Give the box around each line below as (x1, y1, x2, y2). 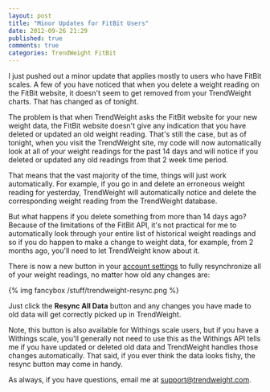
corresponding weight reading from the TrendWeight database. (8, 196, 218, 206)
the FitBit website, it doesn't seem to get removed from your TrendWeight (8, 88, 252, 97)
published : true (8, 34, 63, 43)
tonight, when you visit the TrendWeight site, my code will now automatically (8, 138, 262, 147)
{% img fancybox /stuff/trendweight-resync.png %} (8, 286, 179, 295)
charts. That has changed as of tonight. (8, 97, 139, 106)
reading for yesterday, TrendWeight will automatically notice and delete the (8, 188, 257, 197)
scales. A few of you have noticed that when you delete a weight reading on (8, 80, 260, 89)
